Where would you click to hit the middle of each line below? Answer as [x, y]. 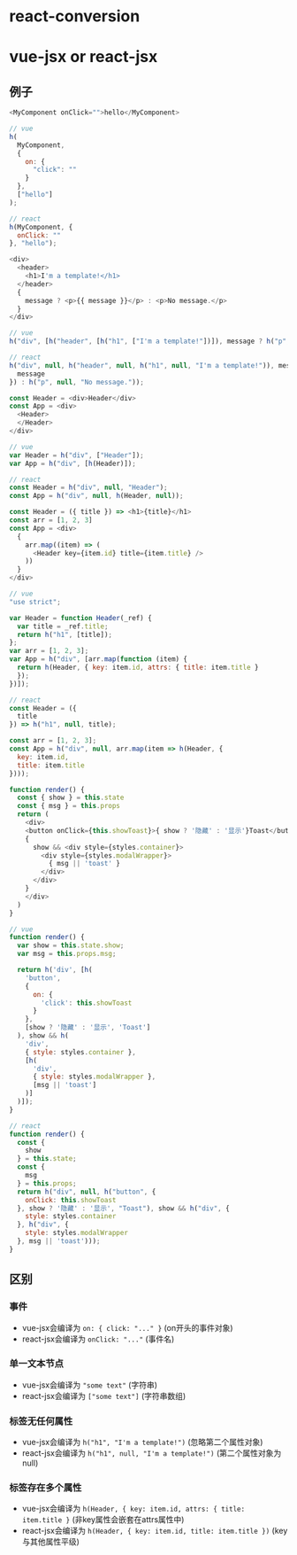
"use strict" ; [35, 602]
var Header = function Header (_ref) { [80, 618]
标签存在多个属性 [46, 1488]
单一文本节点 [37, 1364]
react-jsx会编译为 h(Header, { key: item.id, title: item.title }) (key [155, 1531]
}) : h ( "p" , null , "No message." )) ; [76, 382]
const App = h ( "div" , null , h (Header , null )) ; [96, 496]
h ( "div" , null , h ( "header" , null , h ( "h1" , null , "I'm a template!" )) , [142, 365]
